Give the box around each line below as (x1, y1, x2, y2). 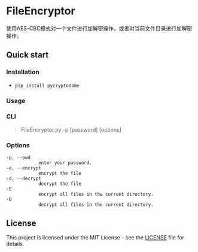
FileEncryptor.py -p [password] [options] (20, 126, 121, 133)
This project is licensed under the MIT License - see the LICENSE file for (6, 233, 184, 241)
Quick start (6, 50, 49, 60)
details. (6, 240, 25, 247)
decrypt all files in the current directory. (38, 202, 154, 208)
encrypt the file (38, 171, 82, 177)
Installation (6, 68, 40, 76)
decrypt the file (38, 181, 82, 187)
